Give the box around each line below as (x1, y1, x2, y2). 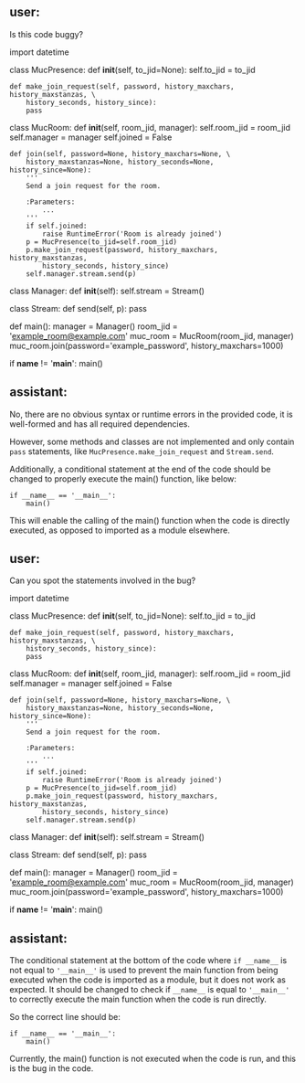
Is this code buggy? (9, 28, 84, 39)
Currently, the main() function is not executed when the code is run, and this (9, 1053, 297, 1065)
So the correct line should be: (9, 1012, 121, 1023)
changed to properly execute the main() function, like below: (9, 472, 237, 484)
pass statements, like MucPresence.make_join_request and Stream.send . (9, 445, 274, 457)
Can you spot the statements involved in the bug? (9, 575, 196, 586)
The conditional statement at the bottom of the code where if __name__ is (9, 955, 288, 966)
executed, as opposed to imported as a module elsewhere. (9, 525, 230, 536)
